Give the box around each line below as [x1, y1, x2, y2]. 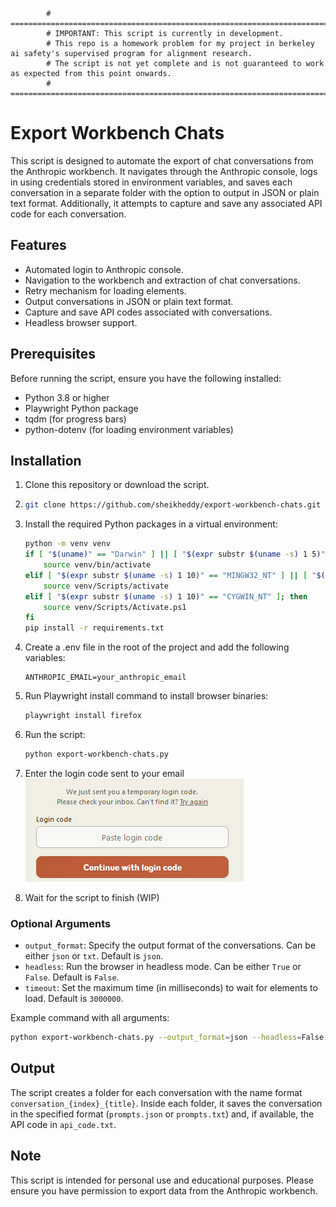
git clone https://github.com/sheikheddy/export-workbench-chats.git [24, 500, 322, 510]
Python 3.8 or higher [24, 391, 110, 403]
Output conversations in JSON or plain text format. [24, 295, 234, 307]
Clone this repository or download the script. [24, 479, 210, 491]
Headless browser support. [24, 316, 138, 328]
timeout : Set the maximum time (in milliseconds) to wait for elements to [24, 982, 318, 994]
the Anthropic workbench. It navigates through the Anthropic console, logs [10, 165, 318, 177]
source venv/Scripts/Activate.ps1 [43, 602, 187, 612]
